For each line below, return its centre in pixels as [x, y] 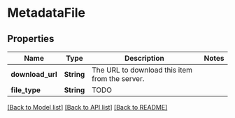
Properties [31, 39]
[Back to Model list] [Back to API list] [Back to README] [87, 107]
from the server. [118, 79]
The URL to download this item [142, 70]
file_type [26, 90]
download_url [34, 74]
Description [144, 58]
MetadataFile [47, 13]
